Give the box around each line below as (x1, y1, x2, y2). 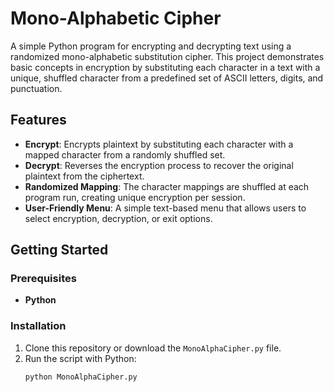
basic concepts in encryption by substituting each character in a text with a (10, 61, 321, 73)
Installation (10, 319, 67, 333)
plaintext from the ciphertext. (24, 170, 145, 182)
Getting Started (10, 242, 109, 259)
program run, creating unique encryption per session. (24, 191, 246, 203)
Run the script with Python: (24, 352, 137, 364)
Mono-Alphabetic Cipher (10, 7, 222, 30)
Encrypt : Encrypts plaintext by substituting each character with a (24, 138, 294, 150)
